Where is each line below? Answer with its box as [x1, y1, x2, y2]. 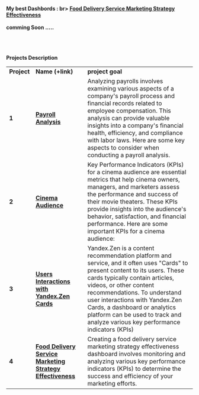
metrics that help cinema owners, [87, 176, 180, 183]
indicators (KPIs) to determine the [87, 365, 182, 373]
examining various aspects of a [87, 85, 174, 92]
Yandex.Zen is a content [87, 244, 155, 252]
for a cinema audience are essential [87, 168, 187, 176]
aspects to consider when [87, 144, 160, 151]
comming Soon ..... [6, 24, 54, 31]
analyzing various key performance [87, 357, 186, 365]
